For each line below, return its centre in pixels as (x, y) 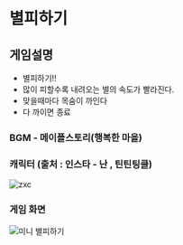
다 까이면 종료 (46, 112)
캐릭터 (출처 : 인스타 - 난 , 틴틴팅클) (81, 164)
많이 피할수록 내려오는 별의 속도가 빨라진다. (98, 90)
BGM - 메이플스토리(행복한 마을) (76, 137)
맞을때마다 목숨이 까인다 (65, 101)
